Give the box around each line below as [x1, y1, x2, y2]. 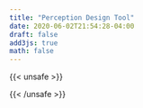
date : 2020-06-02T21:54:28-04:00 [9, 22, 135, 31]
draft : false [9, 30, 58, 39]
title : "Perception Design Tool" [9, 13, 135, 22]
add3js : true [9, 38, 58, 48]
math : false [9, 47, 54, 56]
